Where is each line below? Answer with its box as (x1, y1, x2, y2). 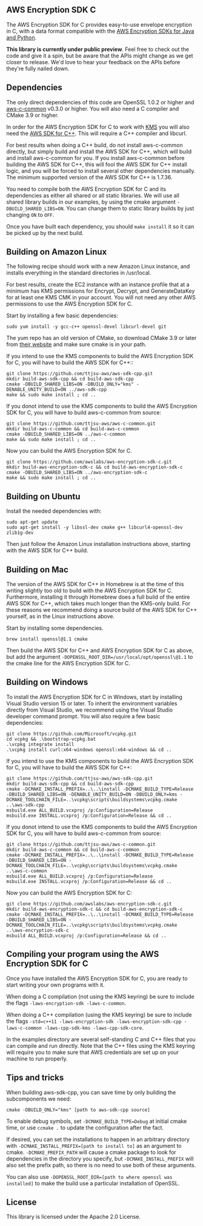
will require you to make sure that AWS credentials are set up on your (6, 1048, 179, 1056)
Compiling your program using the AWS (6, 949, 159, 959)
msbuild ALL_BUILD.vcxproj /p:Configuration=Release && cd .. (6, 933, 167, 939)
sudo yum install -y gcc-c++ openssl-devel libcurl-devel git (6, 324, 167, 330)
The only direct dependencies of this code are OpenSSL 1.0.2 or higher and (6, 98, 195, 105)
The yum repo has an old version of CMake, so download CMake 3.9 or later (6, 335, 197, 342)
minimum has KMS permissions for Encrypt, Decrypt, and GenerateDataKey (6, 287, 195, 295)
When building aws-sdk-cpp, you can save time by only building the (6, 1088, 176, 1096)
